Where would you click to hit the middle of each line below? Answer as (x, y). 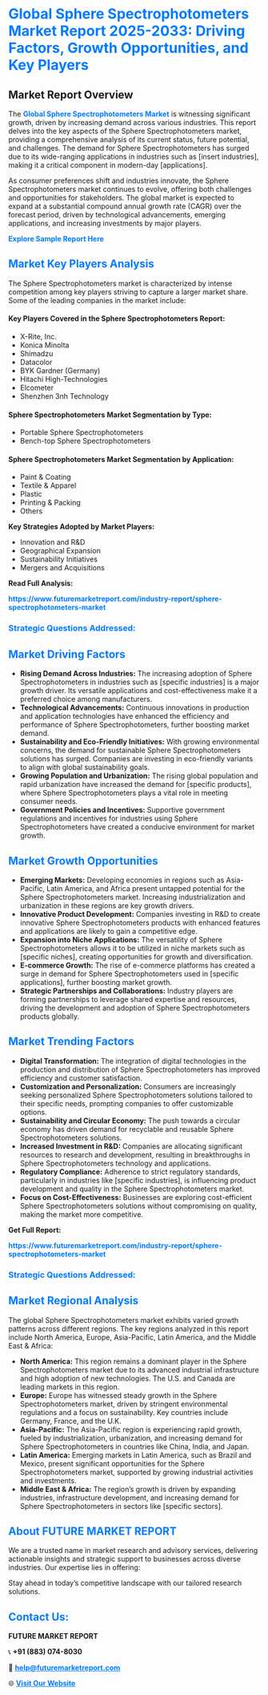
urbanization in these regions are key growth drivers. (107, 905)
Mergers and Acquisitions (62, 568)
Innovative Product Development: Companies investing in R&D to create (140, 914)
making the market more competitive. (82, 1214)
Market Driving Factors (67, 654)
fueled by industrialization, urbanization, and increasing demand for (132, 1438)
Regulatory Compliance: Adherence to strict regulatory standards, (130, 1171)
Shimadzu (36, 354)
